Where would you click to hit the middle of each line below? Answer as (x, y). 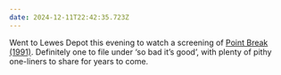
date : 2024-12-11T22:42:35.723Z (69, 17)
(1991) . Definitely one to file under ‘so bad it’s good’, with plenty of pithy (140, 52)
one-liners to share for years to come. (79, 61)
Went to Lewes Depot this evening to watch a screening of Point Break (139, 42)
